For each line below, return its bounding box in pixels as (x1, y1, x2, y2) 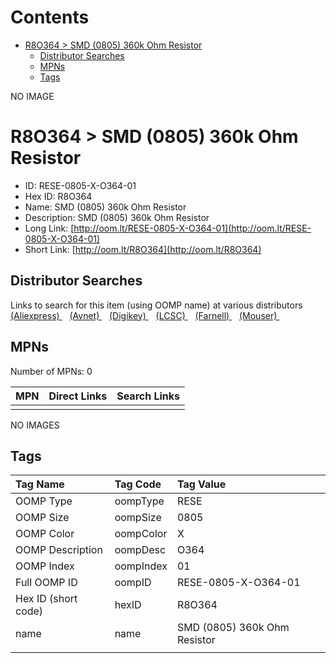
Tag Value (176, 477, 227, 491)
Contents (10, 6, 90, 29)
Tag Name (15, 477, 65, 491)
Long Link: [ (24, 222, 75, 234)
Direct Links (48, 389, 108, 403)
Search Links (116, 389, 181, 403)
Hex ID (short (15, 592, 78, 606)
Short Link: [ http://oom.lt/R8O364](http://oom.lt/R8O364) (24, 243, 262, 255)
